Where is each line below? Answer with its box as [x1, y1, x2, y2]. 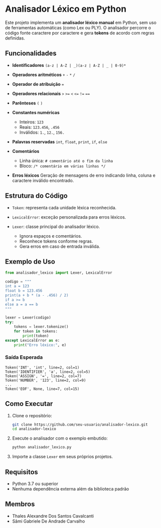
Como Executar [5, 400, 53, 408]
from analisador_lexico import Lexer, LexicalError [5, 270, 112, 275]
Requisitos [5, 467, 38, 476]
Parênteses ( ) [12, 100, 43, 106]
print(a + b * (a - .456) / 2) [5, 293, 69, 298]
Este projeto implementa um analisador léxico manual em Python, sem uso [5, 20, 157, 25]
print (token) [22, 333, 49, 338]
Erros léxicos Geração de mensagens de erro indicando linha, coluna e [12, 172, 156, 178]
